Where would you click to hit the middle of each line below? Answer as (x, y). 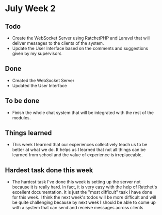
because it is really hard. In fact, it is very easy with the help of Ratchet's (85, 187)
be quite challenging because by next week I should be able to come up (84, 202)
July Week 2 (30, 8)
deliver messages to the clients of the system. (58, 43)
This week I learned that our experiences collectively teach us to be (80, 145)
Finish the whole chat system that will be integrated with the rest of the (83, 113)
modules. (21, 117)
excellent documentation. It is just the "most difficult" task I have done (82, 192)
